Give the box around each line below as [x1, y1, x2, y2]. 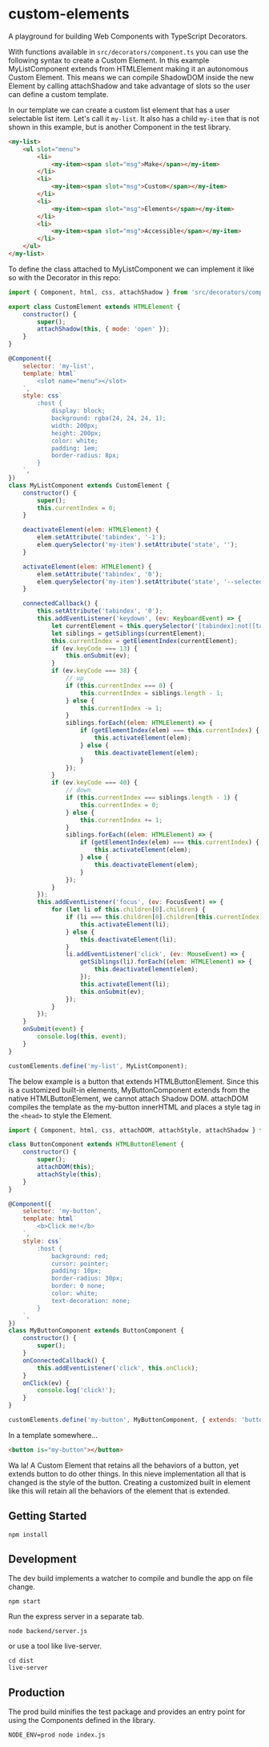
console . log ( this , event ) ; [37, 1032, 127, 1040]
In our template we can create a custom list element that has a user [8, 105, 231, 115]
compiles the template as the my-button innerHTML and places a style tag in [8, 1102, 261, 1112]
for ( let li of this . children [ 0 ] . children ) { [50, 906, 206, 914]
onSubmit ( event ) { [22, 1025, 84, 1033]
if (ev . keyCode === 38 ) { [50, 667, 138, 675]
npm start [8, 1598, 42, 1606]
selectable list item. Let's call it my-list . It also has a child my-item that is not [8, 113, 260, 123]
